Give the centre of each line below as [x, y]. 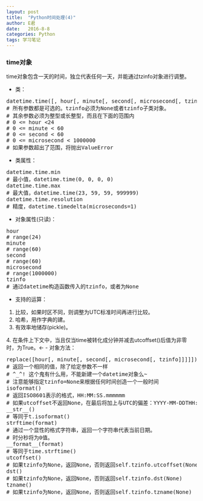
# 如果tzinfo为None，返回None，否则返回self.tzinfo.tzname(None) [99, 492]
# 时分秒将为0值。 [30, 438]
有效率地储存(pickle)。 [43, 328]
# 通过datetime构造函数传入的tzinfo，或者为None [72, 287]
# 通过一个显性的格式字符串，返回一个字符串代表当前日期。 [81, 430]
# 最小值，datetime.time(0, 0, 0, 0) [60, 179]
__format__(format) [35, 444]
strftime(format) [32, 423]
